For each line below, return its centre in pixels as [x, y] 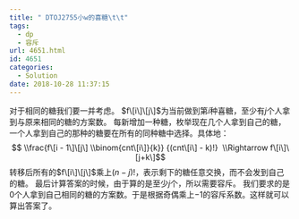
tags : [19, 26]
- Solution [38, 76]
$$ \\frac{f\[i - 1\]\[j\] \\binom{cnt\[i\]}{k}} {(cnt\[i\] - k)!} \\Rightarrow [140, 147]
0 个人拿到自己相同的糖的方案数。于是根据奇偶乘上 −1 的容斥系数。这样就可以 [149, 194]
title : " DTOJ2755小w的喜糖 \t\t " [69, 17]
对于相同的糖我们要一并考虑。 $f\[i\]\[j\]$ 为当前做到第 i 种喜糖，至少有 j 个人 [146, 110]
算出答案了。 [33, 206]
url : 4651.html [38, 51]
